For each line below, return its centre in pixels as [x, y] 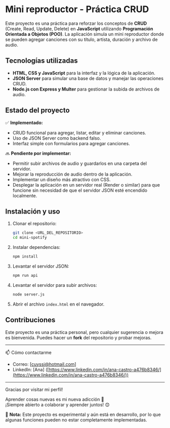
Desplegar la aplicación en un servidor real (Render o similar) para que [86, 185]
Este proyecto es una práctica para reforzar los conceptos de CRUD [76, 23]
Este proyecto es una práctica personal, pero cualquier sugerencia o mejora [84, 332]
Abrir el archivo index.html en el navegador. [58, 304]
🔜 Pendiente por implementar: [38, 153]
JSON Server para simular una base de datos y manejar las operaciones [88, 78]
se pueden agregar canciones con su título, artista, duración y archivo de [81, 39]
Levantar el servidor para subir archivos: [55, 285]
